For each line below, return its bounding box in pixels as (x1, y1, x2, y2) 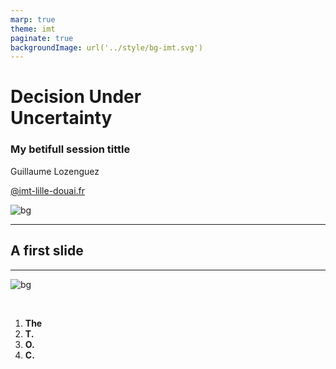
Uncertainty (10, 107, 113, 130)
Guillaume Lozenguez (10, 165, 100, 177)
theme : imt (10, 24, 56, 34)
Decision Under (10, 86, 142, 108)
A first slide (10, 242, 84, 260)
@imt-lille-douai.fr (10, 184, 86, 196)
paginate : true (10, 33, 74, 43)
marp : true (10, 14, 56, 25)
